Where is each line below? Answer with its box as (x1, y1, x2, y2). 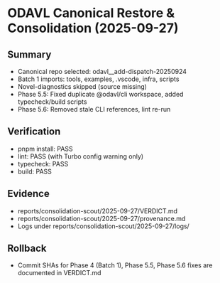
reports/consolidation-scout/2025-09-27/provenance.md (17, 214, 186, 223)
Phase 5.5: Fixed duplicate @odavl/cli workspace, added (17, 90, 184, 98)
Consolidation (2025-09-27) (7, 20, 179, 36)
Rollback (7, 242, 47, 255)
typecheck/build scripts (17, 97, 87, 106)
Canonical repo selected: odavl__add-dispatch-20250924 (17, 68, 187, 75)
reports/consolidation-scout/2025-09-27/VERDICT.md (17, 206, 178, 215)
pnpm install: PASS (17, 144, 73, 153)
